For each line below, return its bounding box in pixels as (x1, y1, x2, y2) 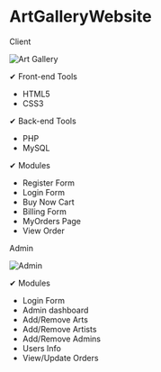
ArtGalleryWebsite (9, 6, 152, 27)
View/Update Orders (22, 352, 99, 363)
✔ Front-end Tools (9, 70, 78, 82)
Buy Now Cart (22, 196, 75, 207)
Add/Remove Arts (22, 313, 88, 325)
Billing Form (22, 205, 67, 217)
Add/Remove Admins (22, 333, 102, 344)
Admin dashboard (22, 304, 89, 315)
